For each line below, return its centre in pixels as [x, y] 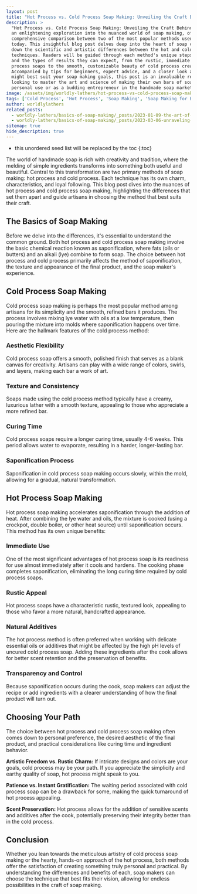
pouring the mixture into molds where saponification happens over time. [93, 324]
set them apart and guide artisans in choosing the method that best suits [94, 196]
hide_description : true [35, 132]
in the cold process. [30, 821]
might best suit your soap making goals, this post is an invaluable [98, 77]
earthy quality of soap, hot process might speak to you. [73, 774]
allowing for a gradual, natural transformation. [61, 480]
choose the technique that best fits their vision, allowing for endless [88, 879]
